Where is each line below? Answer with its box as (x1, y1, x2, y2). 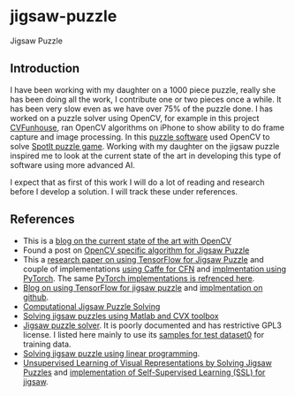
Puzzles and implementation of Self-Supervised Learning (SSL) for (22, 367, 266, 377)
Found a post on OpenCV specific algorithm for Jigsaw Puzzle (22, 245, 250, 255)
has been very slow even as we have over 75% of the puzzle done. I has (10, 103, 273, 114)
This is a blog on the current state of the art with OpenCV (22, 235, 232, 246)
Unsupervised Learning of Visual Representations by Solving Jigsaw (22, 357, 272, 368)
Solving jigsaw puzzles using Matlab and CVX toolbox (22, 310, 219, 321)
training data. (22, 339, 72, 349)
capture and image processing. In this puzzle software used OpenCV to (10, 131, 270, 142)
